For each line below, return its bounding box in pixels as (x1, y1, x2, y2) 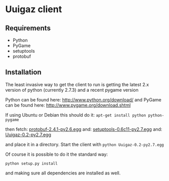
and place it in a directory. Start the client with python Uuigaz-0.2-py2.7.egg (5, 141, 164, 148)
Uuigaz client (5, 4, 62, 15)
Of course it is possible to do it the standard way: (5, 151, 108, 157)
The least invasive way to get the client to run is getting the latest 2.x (5, 81, 149, 87)
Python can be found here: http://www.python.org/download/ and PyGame (5, 96, 161, 102)
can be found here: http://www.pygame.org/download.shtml (5, 102, 131, 108)
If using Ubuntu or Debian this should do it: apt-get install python (5, 112, 146, 118)
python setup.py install (5, 161, 58, 166)
